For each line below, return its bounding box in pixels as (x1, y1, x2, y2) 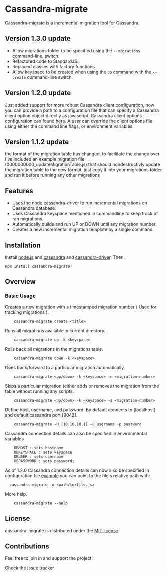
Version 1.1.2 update (5, 137, 69, 146)
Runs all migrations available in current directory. (5, 327, 106, 333)
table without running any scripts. (5, 388, 74, 394)
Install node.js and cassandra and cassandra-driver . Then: (5, 254, 125, 260)
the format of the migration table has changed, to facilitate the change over (5, 151, 160, 157)
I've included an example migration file (5, 156, 85, 162)
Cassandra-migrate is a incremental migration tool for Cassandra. (5, 20, 140, 26)
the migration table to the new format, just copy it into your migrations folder (5, 167, 162, 173)
